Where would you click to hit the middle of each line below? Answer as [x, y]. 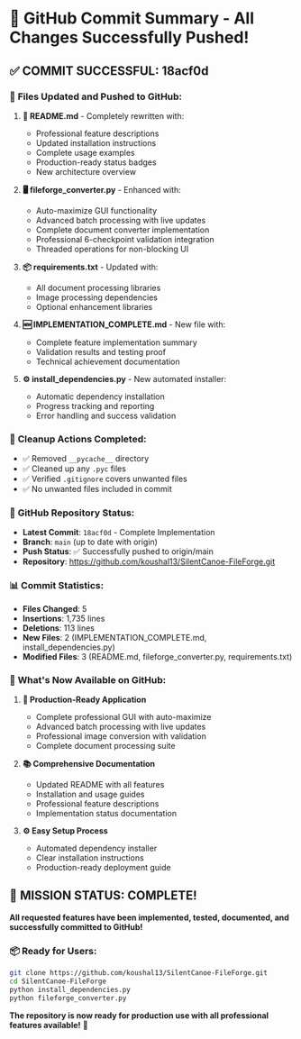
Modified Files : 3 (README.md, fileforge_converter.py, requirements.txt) [157, 656]
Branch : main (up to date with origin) [90, 542]
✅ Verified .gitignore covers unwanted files [105, 479]
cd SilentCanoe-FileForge [58, 981]
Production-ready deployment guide [103, 868]
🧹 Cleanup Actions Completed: [78, 439]
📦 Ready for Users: [53, 951]
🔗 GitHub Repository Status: [72, 513]
